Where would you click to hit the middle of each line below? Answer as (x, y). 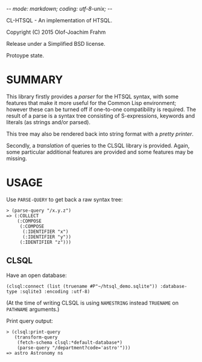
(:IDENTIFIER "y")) (46, 237)
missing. (17, 158)
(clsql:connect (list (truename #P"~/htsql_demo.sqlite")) (82, 286)
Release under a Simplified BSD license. (56, 44)
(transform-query (36, 337)
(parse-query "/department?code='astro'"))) (74, 348)
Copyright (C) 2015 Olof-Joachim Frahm (56, 32)
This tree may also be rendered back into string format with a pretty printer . (100, 134)
